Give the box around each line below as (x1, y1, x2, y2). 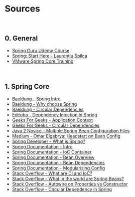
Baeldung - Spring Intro (12, 96, 61, 102)
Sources (5, 3, 41, 15)
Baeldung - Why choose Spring (12, 101, 77, 107)
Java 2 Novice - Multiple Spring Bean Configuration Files (12, 127, 130, 133)
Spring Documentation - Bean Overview (12, 154, 95, 160)
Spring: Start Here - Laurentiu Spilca (12, 53, 87, 59)
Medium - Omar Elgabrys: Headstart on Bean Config (12, 133, 121, 139)
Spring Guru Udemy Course (12, 47, 70, 53)
